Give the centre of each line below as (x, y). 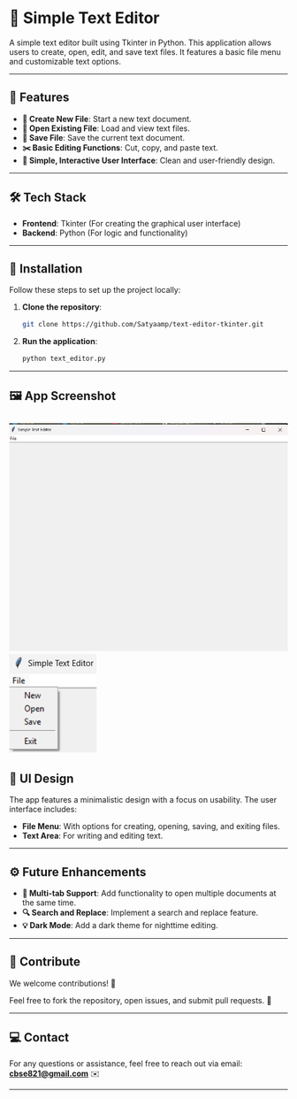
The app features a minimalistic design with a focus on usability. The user (143, 800)
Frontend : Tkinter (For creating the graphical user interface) (131, 223)
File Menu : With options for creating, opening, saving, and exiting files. (151, 826)
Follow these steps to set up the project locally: (95, 290)
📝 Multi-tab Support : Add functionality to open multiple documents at (149, 893)
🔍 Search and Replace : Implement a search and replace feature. (140, 912)
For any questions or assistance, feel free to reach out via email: (126, 1063)
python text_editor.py (64, 359)
